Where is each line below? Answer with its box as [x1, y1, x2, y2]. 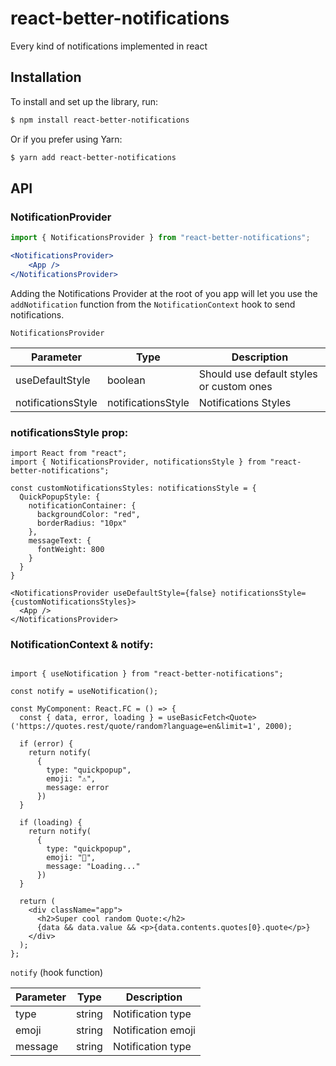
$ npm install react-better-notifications [10, 115, 190, 125]
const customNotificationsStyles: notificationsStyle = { [10, 483, 257, 493]
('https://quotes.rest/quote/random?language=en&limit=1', [10, 722, 262, 732]
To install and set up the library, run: [10, 95, 159, 107]
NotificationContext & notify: [10, 637, 154, 651]
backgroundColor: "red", [36, 509, 141, 519]
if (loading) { [19, 818, 83, 828]
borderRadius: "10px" [36, 518, 128, 528]
